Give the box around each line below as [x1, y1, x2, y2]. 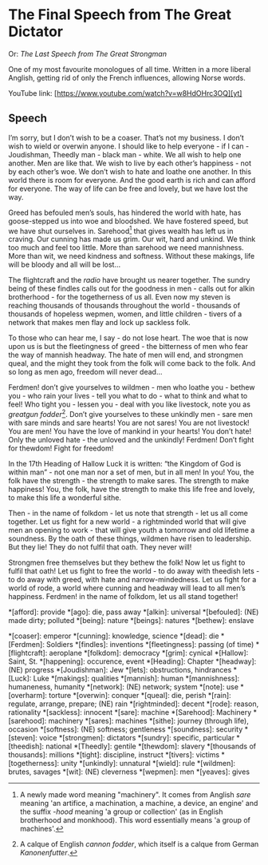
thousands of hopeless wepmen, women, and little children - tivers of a [8, 309, 242, 319]
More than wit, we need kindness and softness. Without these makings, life [8, 252, 255, 261]
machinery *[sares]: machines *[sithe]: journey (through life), [48, 716, 249, 726]
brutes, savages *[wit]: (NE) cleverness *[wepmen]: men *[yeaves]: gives [8, 767, 250, 776]
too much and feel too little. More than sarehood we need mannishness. [8, 243, 245, 252]
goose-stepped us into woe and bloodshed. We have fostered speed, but [8, 216, 249, 225]
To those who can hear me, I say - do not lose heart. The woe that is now [8, 333, 249, 343]
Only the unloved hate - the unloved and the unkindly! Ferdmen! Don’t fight [8, 435, 254, 445]
